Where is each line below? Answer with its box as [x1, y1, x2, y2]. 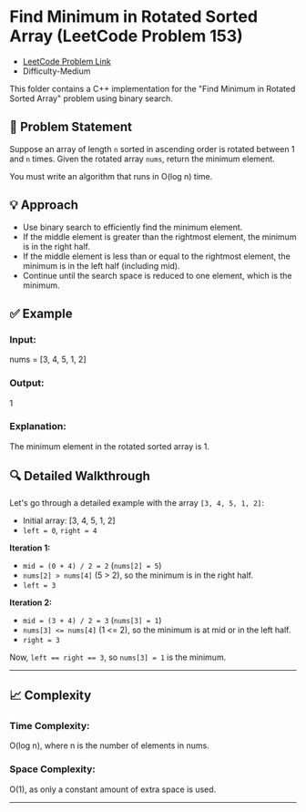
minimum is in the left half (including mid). [22, 260, 180, 271]
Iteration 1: [9, 542, 51, 553]
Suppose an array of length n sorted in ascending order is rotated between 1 [9, 143, 295, 154]
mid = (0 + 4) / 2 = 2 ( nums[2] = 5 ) [22, 560, 162, 570]
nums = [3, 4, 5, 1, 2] [9, 354, 87, 365]
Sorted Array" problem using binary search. [9, 93, 173, 104]
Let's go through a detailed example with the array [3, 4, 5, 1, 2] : [9, 497, 264, 508]
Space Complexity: [9, 763, 96, 776]
